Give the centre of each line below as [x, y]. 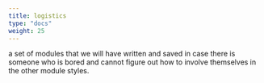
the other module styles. [49, 71]
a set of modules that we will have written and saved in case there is [122, 54]
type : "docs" [30, 23]
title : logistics [38, 16]
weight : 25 [27, 31]
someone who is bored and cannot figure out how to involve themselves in [132, 62]
